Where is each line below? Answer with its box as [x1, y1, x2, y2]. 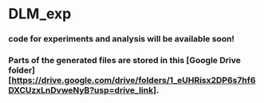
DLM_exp [8, 5, 72, 23]
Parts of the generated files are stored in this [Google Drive [8, 55, 241, 66]
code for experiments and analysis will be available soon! [8, 34, 235, 45]
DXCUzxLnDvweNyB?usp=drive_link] [8, 85, 157, 96]
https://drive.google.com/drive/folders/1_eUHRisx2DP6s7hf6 [11, 75, 256, 86]
